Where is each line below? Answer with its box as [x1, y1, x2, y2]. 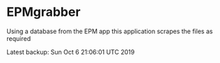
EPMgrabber [6, 4, 81, 20]
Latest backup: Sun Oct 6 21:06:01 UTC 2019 [6, 48, 135, 56]
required [6, 34, 31, 42]
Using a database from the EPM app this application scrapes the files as [6, 27, 213, 35]
